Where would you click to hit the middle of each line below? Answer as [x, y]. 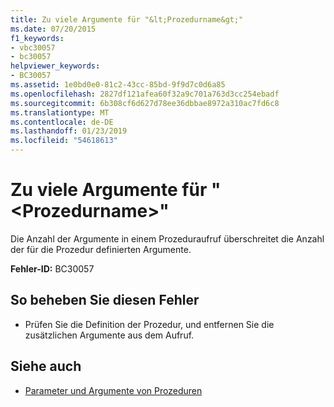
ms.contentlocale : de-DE [62, 122]
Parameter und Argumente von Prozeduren [113, 390]
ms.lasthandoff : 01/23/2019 [69, 131]
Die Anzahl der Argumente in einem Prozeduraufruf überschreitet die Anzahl [167, 238]
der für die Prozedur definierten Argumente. [101, 249]
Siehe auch [46, 366]
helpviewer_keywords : [55, 66]
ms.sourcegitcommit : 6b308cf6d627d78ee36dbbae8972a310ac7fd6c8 [145, 103]
